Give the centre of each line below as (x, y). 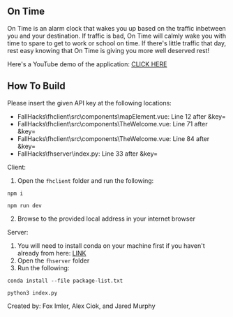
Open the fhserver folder (53, 260)
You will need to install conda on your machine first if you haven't (111, 245)
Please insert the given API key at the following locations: (90, 103)
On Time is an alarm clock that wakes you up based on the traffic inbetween (117, 28)
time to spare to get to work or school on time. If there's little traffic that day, (117, 43)
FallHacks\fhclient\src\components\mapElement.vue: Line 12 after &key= (121, 116)
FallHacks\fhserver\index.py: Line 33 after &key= (88, 154)
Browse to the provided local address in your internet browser (106, 219)
